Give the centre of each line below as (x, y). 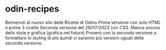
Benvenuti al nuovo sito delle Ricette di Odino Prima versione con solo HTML (83, 22)
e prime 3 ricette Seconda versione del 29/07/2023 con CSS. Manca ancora (83, 27)
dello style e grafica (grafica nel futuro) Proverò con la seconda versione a (81, 33)
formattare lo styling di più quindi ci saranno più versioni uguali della (75, 38)
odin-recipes (32, 9)
